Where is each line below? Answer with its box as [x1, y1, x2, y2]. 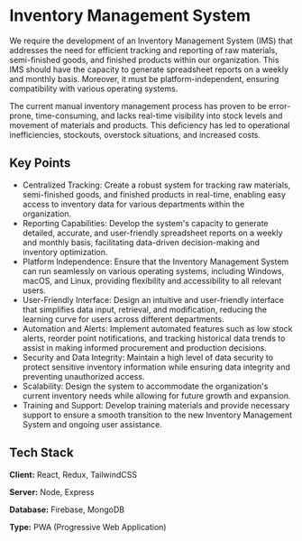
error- [269, 100, 291, 111]
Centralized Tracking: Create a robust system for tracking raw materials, [22, 179, 291, 190]
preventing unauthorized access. [22, 371, 145, 381]
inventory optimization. [22, 246, 108, 257]
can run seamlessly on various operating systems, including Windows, [22, 265, 285, 276]
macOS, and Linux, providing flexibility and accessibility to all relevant [22, 275, 282, 286]
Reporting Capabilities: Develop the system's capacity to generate [22, 217, 269, 228]
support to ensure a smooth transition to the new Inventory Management [22, 409, 293, 420]
